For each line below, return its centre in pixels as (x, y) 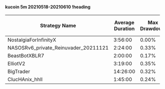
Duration (124, 29)
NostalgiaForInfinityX (32, 40)
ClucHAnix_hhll (25, 79)
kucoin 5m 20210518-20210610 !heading (48, 7)
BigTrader (19, 71)
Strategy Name (58, 26)
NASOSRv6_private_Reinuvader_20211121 (58, 48)
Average (124, 23)
